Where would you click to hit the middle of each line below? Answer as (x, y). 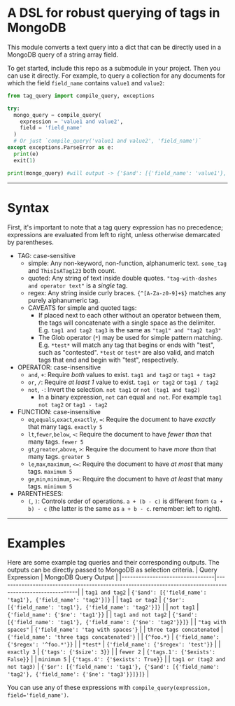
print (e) (26, 154)
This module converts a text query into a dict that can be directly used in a (114, 47)
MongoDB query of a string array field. (63, 55)
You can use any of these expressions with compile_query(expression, (109, 688)
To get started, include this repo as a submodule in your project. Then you (114, 68)
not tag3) (22, 667)
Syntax (28, 207)
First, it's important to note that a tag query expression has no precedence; (115, 227)
